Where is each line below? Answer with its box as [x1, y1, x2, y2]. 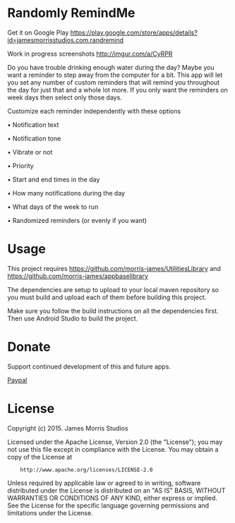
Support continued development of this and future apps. [7, 362, 171, 371]
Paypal [7, 375, 28, 384]
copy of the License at [7, 452, 73, 461]
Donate [7, 339, 51, 355]
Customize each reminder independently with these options [7, 107, 181, 115]
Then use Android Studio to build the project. [7, 314, 138, 323]
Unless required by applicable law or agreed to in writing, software [7, 479, 201, 487]
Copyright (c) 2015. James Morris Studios [7, 423, 128, 432]
